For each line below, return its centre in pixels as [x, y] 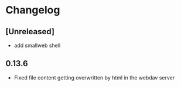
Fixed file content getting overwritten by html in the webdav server [94, 77]
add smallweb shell [37, 45]
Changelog [33, 10]
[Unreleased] [30, 32]
